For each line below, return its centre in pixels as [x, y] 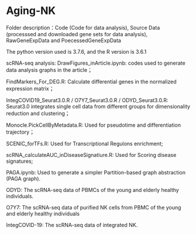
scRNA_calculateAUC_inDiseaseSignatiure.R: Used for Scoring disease [91, 155]
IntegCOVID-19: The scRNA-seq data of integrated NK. [72, 225]
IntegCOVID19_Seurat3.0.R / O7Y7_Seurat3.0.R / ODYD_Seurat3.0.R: [87, 100]
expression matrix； [30, 88]
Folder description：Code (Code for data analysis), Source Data [83, 27]
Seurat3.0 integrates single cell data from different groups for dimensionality [98, 106]
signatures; [20, 161]
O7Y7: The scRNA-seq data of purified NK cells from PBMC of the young [94, 207]
